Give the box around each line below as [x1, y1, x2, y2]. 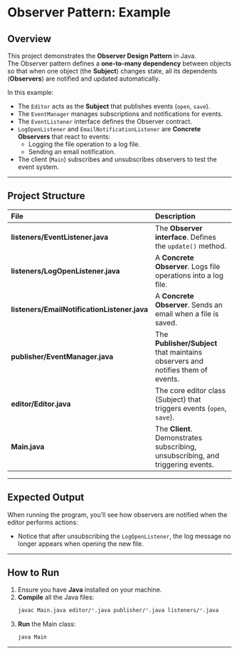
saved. [155, 318, 178, 327]
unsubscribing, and [155, 450, 220, 460]
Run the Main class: [17, 620, 76, 629]
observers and [155, 356, 204, 366]
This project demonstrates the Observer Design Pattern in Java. [7, 51, 197, 60]
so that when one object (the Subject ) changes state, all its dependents [7, 67, 218, 75]
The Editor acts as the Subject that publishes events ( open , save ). [17, 102, 211, 111]
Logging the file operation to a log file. [28, 140, 141, 148]
